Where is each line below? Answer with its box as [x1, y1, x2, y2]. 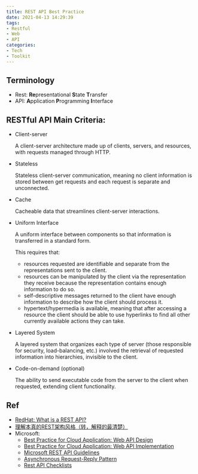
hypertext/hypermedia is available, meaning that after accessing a [23, 305, 187, 312]
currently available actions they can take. [23, 317, 126, 325]
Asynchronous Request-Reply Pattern [23, 455, 117, 463]
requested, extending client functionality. [14, 383, 116, 390]
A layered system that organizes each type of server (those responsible [14, 341, 192, 348]
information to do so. [23, 286, 76, 293]
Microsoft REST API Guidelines [23, 449, 100, 456]
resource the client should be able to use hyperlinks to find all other [23, 311, 190, 319]
